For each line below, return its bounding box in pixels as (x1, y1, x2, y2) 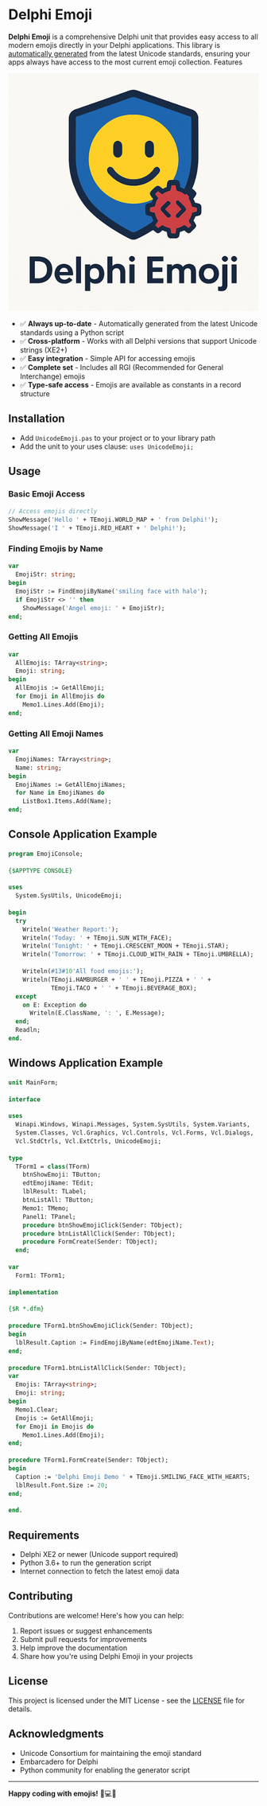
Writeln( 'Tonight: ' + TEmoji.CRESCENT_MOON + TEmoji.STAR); (22, 942, 229, 950)
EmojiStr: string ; (15, 570, 77, 578)
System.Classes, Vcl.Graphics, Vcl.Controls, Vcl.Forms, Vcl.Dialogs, (15, 1129, 254, 1137)
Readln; (15, 1026, 41, 1034)
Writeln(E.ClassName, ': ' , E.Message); (29, 1009, 165, 1018)
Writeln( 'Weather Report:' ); (22, 925, 119, 933)
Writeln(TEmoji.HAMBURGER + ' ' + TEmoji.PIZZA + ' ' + (22, 975, 212, 983)
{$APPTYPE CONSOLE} (8, 866, 73, 874)
